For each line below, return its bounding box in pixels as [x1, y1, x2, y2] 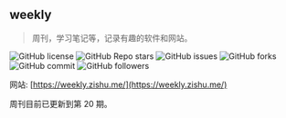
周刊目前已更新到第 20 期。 [9, 98, 112, 109]
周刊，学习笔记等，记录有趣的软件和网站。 [31, 32, 193, 44]
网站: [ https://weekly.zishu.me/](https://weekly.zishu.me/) [9, 79, 228, 90]
